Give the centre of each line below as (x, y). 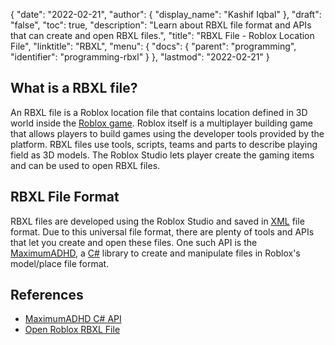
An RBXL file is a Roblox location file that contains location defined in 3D (159, 112)
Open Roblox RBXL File (72, 330)
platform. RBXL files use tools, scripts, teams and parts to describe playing (164, 144)
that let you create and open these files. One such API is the (134, 242)
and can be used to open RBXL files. (85, 165)
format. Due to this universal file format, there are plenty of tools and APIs (162, 231)
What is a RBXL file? (74, 88)
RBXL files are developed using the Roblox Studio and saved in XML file (157, 221)
